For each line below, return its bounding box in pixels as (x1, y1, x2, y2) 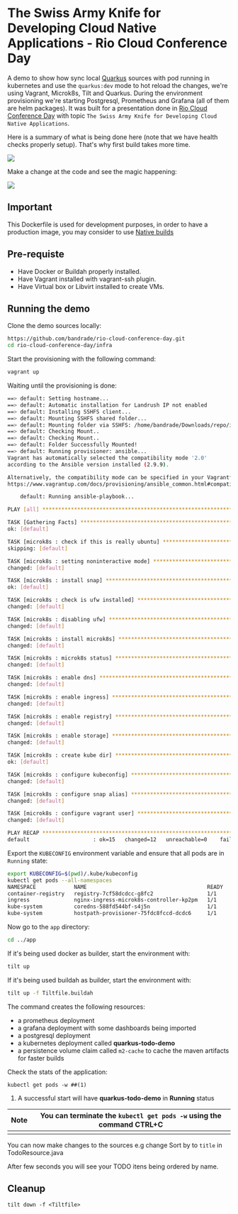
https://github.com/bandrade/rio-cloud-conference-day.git (7, 335, 186, 342)
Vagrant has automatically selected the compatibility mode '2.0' (7, 454, 208, 461)
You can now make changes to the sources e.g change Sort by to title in (7, 1141, 222, 1149)
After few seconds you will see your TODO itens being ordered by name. (7, 1162, 219, 1171)
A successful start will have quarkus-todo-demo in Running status (17, 1093, 215, 1102)
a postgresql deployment (17, 1031, 91, 1039)
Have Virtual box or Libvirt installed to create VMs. (17, 282, 165, 290)
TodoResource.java (7, 1148, 64, 1156)
